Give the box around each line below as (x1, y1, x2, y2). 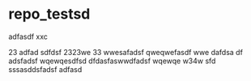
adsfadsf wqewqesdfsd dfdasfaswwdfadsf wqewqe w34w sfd (8, 56, 216, 66)
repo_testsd (8, 5, 91, 23)
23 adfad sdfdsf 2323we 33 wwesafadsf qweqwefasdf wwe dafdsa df (8, 47, 243, 57)
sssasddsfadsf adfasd (8, 64, 83, 74)
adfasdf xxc (8, 32, 49, 41)
